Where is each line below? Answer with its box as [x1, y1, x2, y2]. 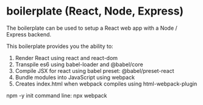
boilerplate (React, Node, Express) [6, 4, 184, 18]
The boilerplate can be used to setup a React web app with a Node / [6, 24, 178, 32]
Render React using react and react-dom [15, 54, 118, 61]
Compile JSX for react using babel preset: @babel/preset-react [15, 67, 175, 74]
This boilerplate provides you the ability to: [6, 42, 114, 50]
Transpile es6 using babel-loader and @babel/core [15, 61, 143, 68]
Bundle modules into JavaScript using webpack [15, 73, 135, 81]
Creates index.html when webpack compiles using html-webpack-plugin [15, 80, 198, 87]
